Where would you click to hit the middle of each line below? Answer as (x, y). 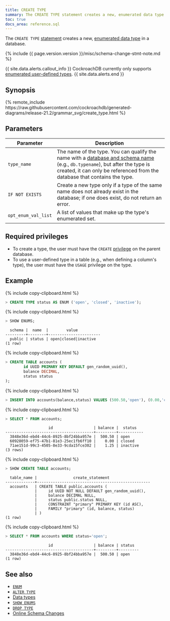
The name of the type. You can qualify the (107, 151)
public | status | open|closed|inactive (53, 339)
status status (38, 376)
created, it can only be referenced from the (108, 170)
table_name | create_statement (60, 478)
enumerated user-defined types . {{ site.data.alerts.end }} (65, 74)
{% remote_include (25, 102)
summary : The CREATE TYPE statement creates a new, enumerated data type (85, 15)
